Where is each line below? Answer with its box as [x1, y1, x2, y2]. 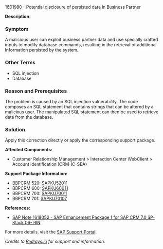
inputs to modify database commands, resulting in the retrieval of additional [5, 42, 157, 48]
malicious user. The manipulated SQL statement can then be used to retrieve [5, 109, 159, 115]
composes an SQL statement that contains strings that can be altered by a [5, 104, 154, 109]
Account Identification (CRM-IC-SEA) [12, 161, 87, 167]
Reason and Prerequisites [5, 88, 67, 94]
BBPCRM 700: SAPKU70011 [12, 191, 68, 196]
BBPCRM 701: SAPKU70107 [12, 196, 67, 201]
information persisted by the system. [5, 47, 79, 53]
